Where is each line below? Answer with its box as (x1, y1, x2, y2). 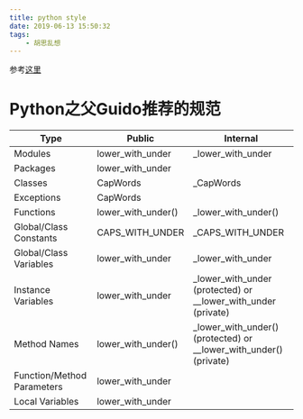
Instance (14, 284, 51, 296)
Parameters (14, 380, 63, 393)
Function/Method (14, 369, 87, 382)
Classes (14, 177, 48, 189)
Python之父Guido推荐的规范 (9, 99, 221, 120)
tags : (9, 30, 30, 39)
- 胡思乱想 (25, 38, 61, 48)
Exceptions (14, 191, 61, 204)
